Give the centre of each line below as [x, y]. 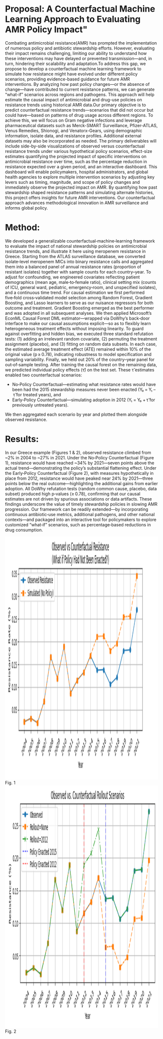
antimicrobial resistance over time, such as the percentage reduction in [76, 162]
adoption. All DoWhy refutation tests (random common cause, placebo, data [81, 488]
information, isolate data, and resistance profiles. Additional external [73, 136]
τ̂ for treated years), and [37, 394]
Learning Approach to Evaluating [73, 19]
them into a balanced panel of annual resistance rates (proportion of [73, 267]
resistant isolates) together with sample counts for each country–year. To [78, 272]
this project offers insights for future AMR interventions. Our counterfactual [80, 197]
